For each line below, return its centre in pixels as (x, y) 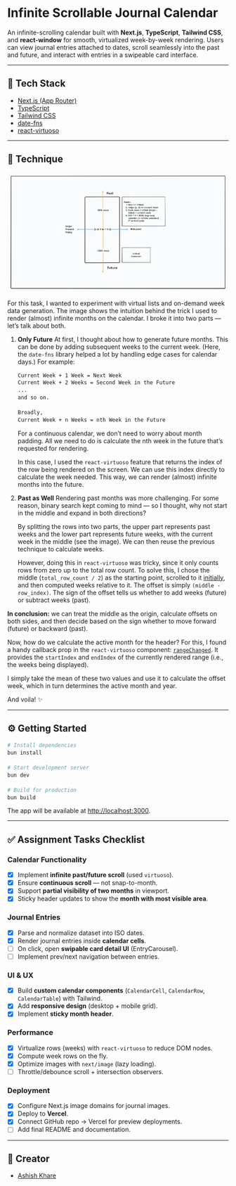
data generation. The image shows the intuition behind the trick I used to (112, 310)
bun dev (19, 775)
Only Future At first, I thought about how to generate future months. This (123, 339)
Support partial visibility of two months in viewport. (93, 891)
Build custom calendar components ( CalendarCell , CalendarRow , (111, 990)
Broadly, (30, 412)
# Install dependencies (42, 746)
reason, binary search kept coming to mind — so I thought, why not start (122, 505)
